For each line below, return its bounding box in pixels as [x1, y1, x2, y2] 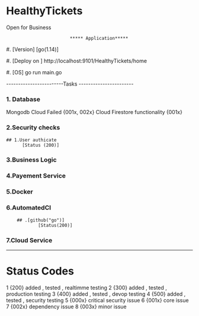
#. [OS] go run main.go [6, 68, 62, 75]
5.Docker [6, 188, 34, 196]
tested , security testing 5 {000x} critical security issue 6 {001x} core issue [6, 296, 189, 304]
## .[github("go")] [17, 217, 65, 223]
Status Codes [6, 264, 74, 278]
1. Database [6, 95, 40, 103]
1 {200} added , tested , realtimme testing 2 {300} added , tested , [6, 284, 168, 291]
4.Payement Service [6, 172, 66, 180]
